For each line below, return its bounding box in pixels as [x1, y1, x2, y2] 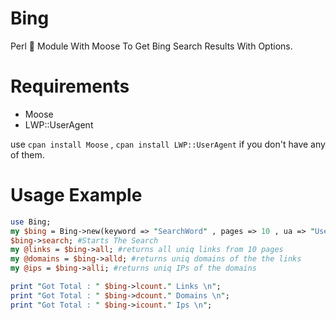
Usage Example [10, 184, 143, 207]
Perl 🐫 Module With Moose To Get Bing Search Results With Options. [10, 40, 293, 52]
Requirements [10, 75, 130, 98]
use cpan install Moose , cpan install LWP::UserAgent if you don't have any [10, 138, 326, 150]
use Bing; [10, 217, 52, 227]
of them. [10, 148, 45, 161]
